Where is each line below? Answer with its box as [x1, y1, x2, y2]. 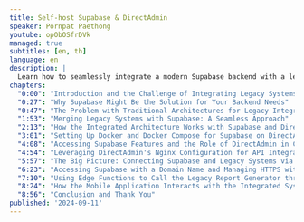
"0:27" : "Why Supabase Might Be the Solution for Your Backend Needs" [17, 97, 290, 107]
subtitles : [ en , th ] [9, 47, 88, 56]
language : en [9, 55, 59, 64]
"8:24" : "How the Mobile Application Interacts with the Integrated [17, 182, 281, 191]
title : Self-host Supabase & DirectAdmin [9, 13, 168, 23]
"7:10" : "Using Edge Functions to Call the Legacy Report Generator [17, 173, 281, 182]
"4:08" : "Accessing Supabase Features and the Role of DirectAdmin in [17, 140, 290, 149]
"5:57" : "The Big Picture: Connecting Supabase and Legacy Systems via [17, 156, 294, 166]
